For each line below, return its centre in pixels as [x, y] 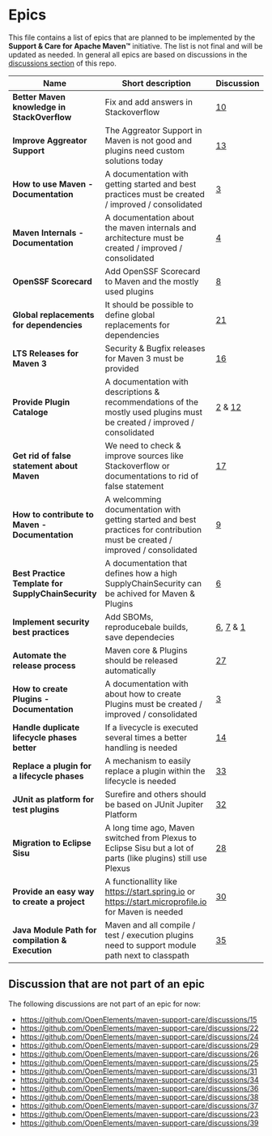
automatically [130, 671]
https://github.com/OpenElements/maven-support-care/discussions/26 [139, 1054]
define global [130, 315]
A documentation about [149, 217]
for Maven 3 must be [144, 358]
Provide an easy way [53, 891]
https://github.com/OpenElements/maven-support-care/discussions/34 [139, 1079]
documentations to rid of [152, 476]
